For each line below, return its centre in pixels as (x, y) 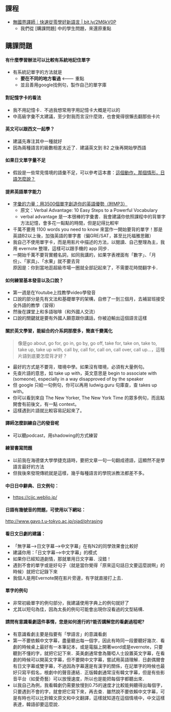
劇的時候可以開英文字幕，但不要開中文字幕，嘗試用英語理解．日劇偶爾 (87, 660)
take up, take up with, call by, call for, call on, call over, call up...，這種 (91, 349)
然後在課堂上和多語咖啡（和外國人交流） (55, 312)
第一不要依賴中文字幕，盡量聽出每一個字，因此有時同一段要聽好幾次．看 (89, 641)
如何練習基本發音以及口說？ (34, 280)
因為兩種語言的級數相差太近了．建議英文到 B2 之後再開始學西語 (79, 148)
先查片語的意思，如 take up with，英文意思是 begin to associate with (85, 373)
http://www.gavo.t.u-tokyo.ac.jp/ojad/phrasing (54, 521)
